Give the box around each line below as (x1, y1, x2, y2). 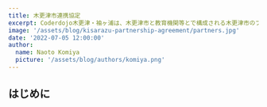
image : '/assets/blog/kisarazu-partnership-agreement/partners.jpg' (8, 26, 240, 34)
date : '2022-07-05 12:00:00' (8, 33, 105, 42)
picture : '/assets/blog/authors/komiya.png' (15, 56, 165, 64)
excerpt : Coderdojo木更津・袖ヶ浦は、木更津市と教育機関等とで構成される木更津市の (8, 19, 256, 27)
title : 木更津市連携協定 (8, 11, 81, 20)
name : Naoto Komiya (15, 48, 80, 56)
